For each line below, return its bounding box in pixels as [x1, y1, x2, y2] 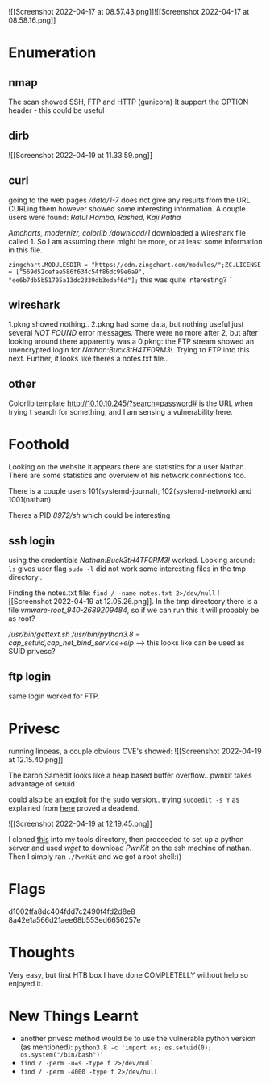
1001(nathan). [8, 495, 54, 505]
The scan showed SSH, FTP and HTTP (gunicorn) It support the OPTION [8, 97, 249, 106]
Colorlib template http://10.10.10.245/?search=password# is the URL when [8, 398, 254, 408]
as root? [8, 614, 35, 623]
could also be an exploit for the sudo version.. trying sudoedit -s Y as [8, 794, 240, 804]
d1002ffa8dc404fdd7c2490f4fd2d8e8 [8, 907, 135, 916]
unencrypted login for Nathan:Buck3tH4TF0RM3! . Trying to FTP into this [8, 345, 250, 355]
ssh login [8, 534, 56, 548]
